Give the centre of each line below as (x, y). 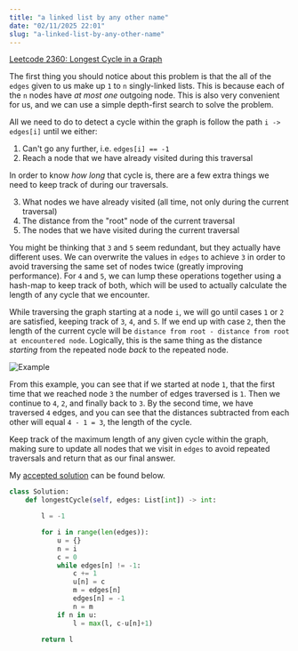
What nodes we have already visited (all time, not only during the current (155, 202)
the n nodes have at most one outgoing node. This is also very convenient (145, 95)
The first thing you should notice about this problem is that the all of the (140, 76)
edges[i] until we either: (53, 132)
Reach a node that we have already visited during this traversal (137, 158)
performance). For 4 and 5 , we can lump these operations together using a (145, 276)
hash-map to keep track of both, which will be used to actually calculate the (148, 285)
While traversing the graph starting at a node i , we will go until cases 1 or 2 (147, 312)
